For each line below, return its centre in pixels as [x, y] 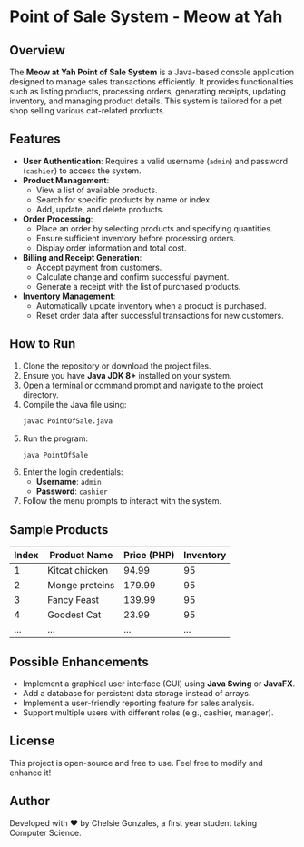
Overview [38, 50]
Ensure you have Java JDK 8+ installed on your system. [127, 375]
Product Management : [66, 180]
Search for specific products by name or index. [124, 199]
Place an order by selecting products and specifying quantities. [154, 228]
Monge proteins [81, 586]
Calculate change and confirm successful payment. [132, 276]
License [32, 741]
